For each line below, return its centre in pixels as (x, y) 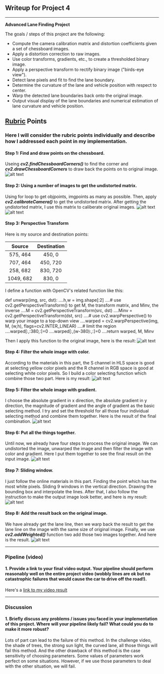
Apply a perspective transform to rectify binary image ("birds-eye (78, 69)
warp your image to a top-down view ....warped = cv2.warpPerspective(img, (82, 321)
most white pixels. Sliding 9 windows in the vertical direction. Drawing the (79, 486)
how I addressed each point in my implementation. (66, 142)
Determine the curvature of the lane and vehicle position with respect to (84, 85)
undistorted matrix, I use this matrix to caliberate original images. (70, 207)
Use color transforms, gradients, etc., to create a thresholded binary (81, 59)
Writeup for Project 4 (38, 8)
